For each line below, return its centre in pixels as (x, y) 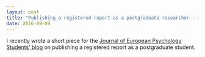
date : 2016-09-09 (28, 23)
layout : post (23, 12)
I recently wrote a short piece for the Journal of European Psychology (94, 41)
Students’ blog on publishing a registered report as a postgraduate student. (101, 47)
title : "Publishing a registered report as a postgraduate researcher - (101, 18)
